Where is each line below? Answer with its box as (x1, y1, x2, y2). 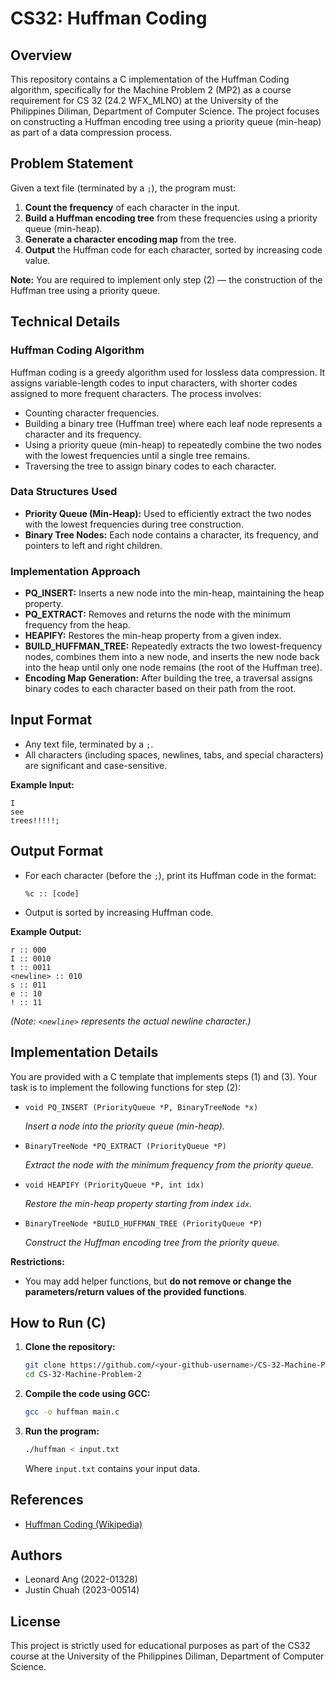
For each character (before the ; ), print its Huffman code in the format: (24, 869, 317, 881)
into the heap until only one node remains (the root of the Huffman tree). (24, 662, 323, 674)
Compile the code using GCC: (24, 1388, 151, 1400)
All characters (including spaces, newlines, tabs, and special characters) (24, 748, 324, 761)
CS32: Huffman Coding (10, 7, 208, 30)
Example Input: (10, 778, 75, 791)
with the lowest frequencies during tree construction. (24, 518, 244, 530)
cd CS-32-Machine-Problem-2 (24, 1370, 142, 1380)
